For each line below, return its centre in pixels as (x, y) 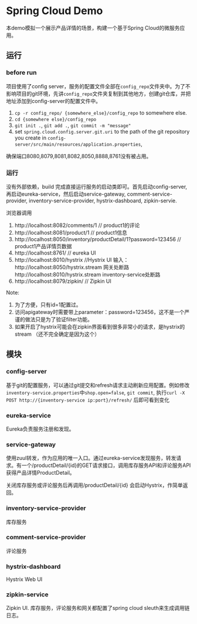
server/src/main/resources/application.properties (78, 144)
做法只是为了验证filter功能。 (59, 319)
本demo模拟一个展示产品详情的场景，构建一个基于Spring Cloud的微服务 (93, 28)
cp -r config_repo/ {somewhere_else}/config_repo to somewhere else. (101, 112)
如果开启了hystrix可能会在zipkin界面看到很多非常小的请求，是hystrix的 (100, 326)
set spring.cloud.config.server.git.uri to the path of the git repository (102, 131)
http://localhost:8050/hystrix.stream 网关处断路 (72, 267)
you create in (30, 138)
